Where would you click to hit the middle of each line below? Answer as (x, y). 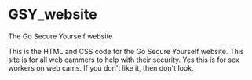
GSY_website (53, 15)
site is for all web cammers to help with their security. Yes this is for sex (124, 60)
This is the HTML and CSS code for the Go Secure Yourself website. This (126, 51)
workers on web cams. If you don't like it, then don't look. (101, 67)
